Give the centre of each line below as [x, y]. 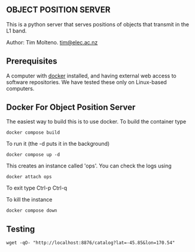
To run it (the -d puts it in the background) [58, 144]
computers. [20, 88]
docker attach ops [29, 177]
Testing [21, 229]
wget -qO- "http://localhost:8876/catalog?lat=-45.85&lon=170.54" [91, 243]
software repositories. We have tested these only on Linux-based [87, 82]
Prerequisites [32, 61]
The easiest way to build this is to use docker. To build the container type [96, 122]
